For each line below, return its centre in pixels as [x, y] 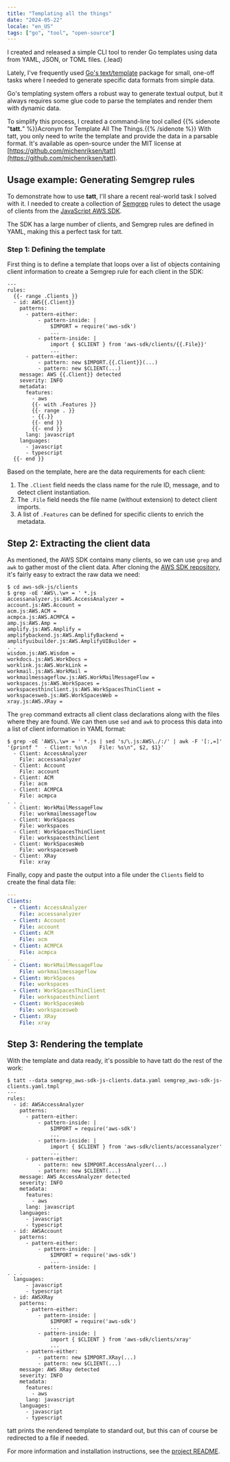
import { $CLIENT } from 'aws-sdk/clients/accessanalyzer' [137, 1147]
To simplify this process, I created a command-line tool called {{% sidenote [114, 122]
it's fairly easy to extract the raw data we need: [74, 575]
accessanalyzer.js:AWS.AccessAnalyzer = [66, 600]
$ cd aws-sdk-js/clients [43, 587]
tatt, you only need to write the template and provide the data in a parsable [113, 136]
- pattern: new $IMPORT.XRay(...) [87, 1358]
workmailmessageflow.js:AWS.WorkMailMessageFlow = [81, 678]
